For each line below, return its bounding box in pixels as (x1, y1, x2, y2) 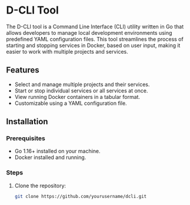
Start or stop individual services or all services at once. (14, 87, 148, 94)
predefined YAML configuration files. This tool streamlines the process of (6, 35, 184, 42)
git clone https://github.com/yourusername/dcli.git (14, 193, 147, 199)
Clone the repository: (14, 182, 66, 189)
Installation (6, 117, 48, 127)
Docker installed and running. (14, 154, 86, 161)
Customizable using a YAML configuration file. (14, 100, 128, 107)
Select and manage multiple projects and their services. (14, 81, 150, 88)
